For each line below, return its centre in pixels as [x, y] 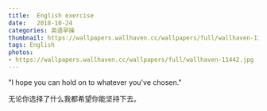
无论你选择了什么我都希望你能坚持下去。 [74, 98]
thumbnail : [26, 38]
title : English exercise [51, 15]
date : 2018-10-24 [41, 23]
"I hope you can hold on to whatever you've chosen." [95, 82]
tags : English [32, 45]
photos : [21, 52]
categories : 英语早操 [42, 30]
